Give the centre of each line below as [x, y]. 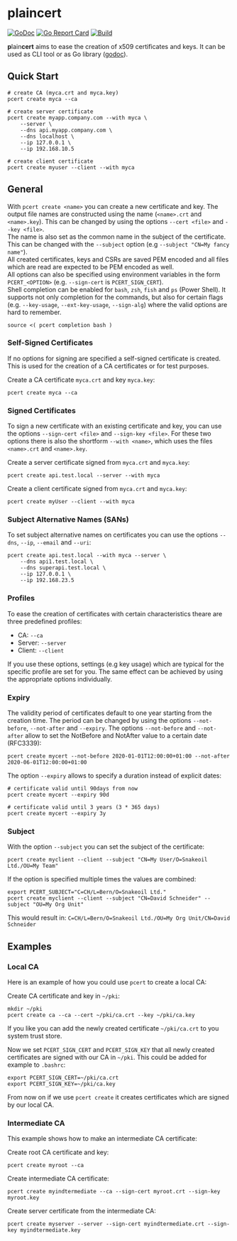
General [26, 189]
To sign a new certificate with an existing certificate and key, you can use [115, 426]
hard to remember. [34, 312]
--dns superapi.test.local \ [63, 568]
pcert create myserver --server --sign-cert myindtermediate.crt [106, 1224]
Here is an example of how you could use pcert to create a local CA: [107, 982]
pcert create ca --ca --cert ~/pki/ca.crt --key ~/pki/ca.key [101, 1015]
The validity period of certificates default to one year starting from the [110, 713]
